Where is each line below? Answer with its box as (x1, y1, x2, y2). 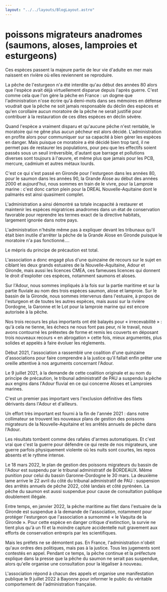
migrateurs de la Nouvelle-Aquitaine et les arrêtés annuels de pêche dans (5, 421, 157, 427)
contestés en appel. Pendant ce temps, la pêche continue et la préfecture (5, 550, 156, 556)
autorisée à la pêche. (5, 308, 48, 315)
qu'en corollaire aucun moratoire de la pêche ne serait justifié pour (5, 108, 142, 114)
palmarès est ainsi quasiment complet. (5, 191, 85, 197)
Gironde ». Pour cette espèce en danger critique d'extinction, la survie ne (5, 519, 156, 525)
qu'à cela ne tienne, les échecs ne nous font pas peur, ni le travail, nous (5, 323, 153, 330)
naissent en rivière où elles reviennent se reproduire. (5, 72, 114, 78)
